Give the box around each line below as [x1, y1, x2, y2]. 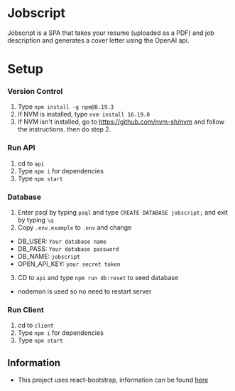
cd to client [17, 321, 55, 330]
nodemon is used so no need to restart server [17, 287, 152, 296]
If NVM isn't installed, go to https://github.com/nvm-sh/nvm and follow [17, 117, 225, 126]
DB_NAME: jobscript [17, 252, 80, 261]
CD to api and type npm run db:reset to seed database [17, 274, 179, 282]
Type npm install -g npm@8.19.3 [17, 102, 114, 111]
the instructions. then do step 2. [17, 125, 111, 134]
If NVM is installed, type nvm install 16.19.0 [17, 110, 151, 119]
